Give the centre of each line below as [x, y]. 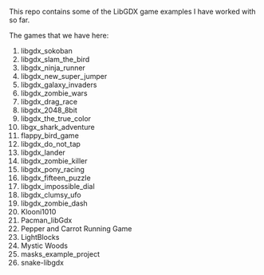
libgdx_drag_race [49, 102]
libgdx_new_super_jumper [64, 76]
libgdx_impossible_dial [57, 186]
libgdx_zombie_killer [54, 161]
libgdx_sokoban [46, 51]
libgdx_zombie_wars [54, 93]
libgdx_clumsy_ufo [51, 195]
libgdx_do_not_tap [50, 144]
